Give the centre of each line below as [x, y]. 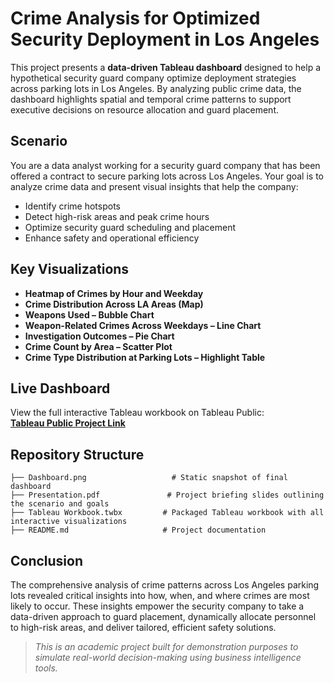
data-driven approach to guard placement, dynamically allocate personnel [163, 616]
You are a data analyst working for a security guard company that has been [165, 165]
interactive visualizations [69, 522]
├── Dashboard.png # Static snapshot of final [149, 478]
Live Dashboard [60, 388]
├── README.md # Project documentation [138, 530]
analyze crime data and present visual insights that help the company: [154, 186]
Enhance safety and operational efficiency [112, 238]
